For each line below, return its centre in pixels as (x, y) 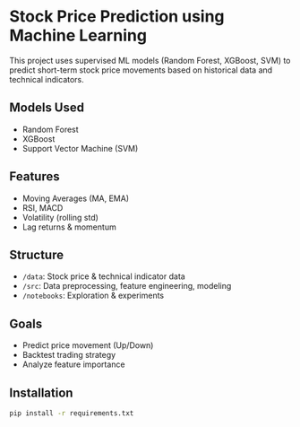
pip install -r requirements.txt (72, 414)
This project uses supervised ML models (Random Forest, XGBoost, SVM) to (150, 60)
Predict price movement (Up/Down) (88, 345)
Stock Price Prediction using (117, 17)
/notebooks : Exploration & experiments (93, 296)
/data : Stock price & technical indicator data (103, 276)
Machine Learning (78, 35)
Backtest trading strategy (69, 355)
